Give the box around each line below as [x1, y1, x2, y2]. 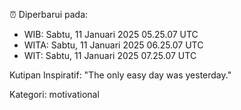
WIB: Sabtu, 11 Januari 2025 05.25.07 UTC [23, 29, 199, 40]
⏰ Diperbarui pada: [9, 9, 89, 20]
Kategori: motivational [9, 89, 100, 100]
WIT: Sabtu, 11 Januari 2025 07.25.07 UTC [23, 50, 197, 61]
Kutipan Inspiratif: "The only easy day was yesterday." [9, 69, 232, 81]
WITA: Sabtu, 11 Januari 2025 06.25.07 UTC [23, 39, 204, 51]
